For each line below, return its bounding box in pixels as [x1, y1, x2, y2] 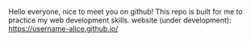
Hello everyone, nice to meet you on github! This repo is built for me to [8, 7, 244, 16]
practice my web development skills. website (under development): [8, 15, 232, 25]
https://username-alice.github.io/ [8, 24, 119, 33]
